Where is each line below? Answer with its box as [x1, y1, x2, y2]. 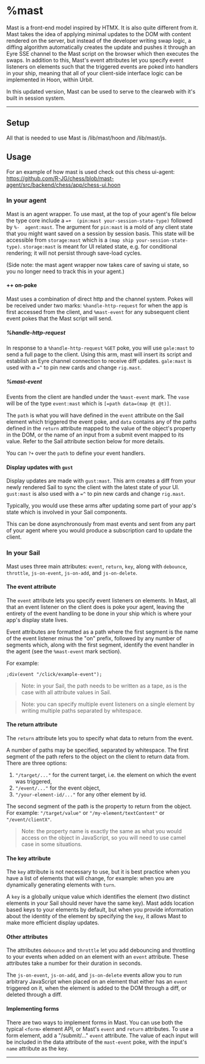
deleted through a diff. [6, 991, 62, 998]
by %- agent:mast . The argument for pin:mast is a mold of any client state [6, 223, 193, 230]
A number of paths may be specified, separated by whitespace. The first [6, 746, 189, 754]
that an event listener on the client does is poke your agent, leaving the [6, 603, 185, 610]
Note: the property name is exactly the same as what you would [21, 827, 182, 834]
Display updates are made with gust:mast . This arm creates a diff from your [6, 477, 196, 484]
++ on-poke [6, 282, 37, 289]
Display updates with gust [6, 463, 73, 471]
